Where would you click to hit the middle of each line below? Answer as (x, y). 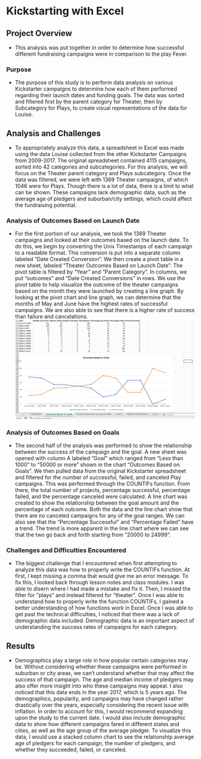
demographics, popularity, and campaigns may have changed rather (99, 699)
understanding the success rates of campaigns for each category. (96, 627)
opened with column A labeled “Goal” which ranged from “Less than (99, 458)
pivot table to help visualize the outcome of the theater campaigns (96, 285)
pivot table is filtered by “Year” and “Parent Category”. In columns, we (101, 272)
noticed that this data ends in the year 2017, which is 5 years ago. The (101, 692)
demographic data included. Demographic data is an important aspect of (104, 621)
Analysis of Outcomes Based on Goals (63, 432)
